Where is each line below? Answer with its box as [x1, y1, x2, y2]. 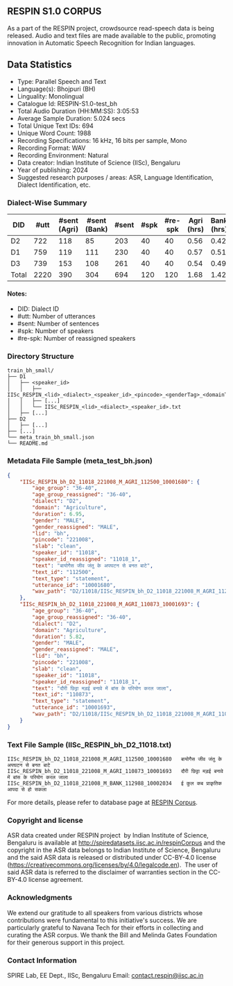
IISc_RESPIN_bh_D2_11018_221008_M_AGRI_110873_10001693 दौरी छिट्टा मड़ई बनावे [7, 768, 224, 775]
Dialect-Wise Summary [7, 198, 87, 207]
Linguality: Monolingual [17, 92, 85, 100]
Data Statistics [7, 59, 72, 71]
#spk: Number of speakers [17, 327, 94, 335]
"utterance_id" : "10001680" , [32, 581, 116, 588]
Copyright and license [7, 815, 83, 825]
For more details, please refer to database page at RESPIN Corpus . [7, 798, 198, 807]
